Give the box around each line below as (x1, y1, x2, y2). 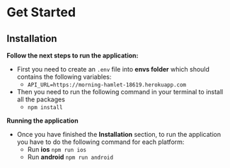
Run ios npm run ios (27, 145, 87, 153)
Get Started (6, 4, 76, 21)
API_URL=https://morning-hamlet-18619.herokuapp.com (27, 82, 187, 89)
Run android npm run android (27, 153, 114, 161)
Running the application (6, 116, 79, 125)
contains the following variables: (16, 72, 112, 81)
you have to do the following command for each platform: (16, 138, 185, 146)
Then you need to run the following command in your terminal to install (16, 88, 224, 96)
